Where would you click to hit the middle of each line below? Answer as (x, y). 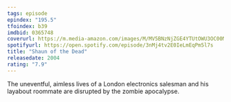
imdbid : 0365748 (30, 33)
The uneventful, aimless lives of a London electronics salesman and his (108, 84)
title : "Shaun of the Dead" (47, 52)
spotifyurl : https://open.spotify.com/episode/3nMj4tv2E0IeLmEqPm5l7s (110, 45)
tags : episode (27, 13)
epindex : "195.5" (32, 20)
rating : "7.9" (27, 64)
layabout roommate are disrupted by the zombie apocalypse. (93, 91)
